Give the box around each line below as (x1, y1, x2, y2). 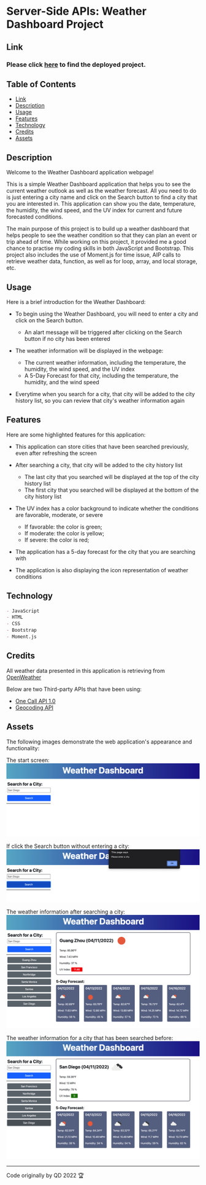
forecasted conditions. (6, 213, 63, 220)
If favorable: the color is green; (24, 523, 102, 530)
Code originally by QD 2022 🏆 (6, 1171, 84, 1179)
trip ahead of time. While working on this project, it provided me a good (6, 238, 187, 246)
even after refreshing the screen (15, 449, 97, 457)
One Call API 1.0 (15, 697, 56, 704)
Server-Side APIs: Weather (6, 4, 147, 18)
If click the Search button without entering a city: (6, 842, 130, 850)
